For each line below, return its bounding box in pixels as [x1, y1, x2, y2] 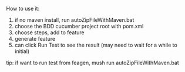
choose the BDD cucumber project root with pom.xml [14, 23, 144, 30]
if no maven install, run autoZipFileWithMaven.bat [14, 17, 134, 23]
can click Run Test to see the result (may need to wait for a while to [14, 41, 177, 48]
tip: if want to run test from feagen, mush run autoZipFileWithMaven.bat [6, 59, 179, 66]
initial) [14, 48, 30, 55]
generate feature [14, 35, 56, 42]
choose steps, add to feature [14, 29, 85, 36]
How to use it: [6, 5, 40, 12]
